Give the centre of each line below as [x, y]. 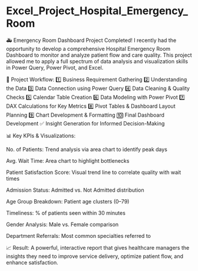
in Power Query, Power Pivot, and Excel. [55, 67]
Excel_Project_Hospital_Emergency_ [97, 11]
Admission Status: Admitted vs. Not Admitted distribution [75, 190]
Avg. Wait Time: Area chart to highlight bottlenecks [68, 160]
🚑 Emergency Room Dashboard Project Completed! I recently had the [91, 40]
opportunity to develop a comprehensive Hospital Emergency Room [88, 49]
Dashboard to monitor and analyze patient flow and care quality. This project [99, 55]
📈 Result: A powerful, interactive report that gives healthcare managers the [98, 247]
